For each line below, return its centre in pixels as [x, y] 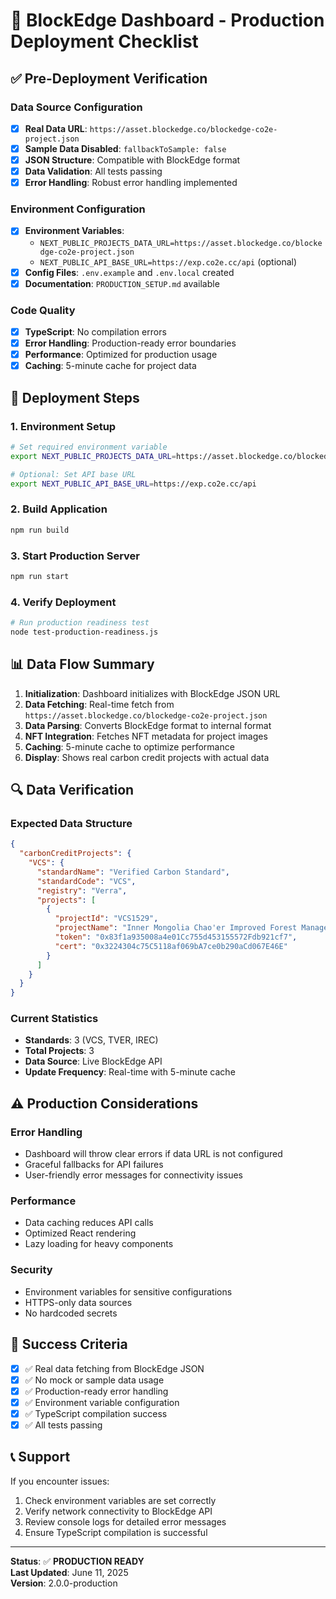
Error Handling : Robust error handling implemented [131, 183]
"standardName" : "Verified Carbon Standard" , [133, 872]
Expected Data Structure [71, 823]
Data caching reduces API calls [89, 1223]
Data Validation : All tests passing [93, 171]
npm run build [40, 530]
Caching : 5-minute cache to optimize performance [129, 746]
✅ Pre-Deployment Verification [109, 78]
